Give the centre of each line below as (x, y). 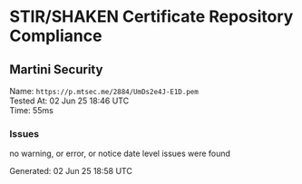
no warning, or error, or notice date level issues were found (120, 154)
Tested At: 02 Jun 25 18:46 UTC (69, 101)
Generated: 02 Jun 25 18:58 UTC (71, 171)
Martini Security (56, 69)
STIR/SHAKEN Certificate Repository (151, 17)
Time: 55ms (32, 110)
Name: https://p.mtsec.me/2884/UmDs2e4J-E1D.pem (104, 91)
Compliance (56, 36)
